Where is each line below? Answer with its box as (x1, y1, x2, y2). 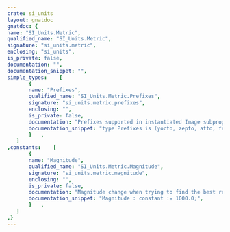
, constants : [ (7, 144, 57, 151)
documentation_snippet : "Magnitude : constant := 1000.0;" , (28, 195, 204, 202)
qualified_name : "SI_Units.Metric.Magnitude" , (28, 163, 164, 170)
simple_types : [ (7, 73, 63, 81)
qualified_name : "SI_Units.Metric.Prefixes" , (28, 93, 161, 100)
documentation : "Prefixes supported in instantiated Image (28, 118, 201, 126)
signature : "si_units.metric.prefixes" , (28, 100, 146, 106)
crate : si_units (7, 10, 53, 17)
